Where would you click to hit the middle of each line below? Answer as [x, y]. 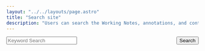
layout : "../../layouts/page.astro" [53, 12]
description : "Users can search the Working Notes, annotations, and [97, 23]
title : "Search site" [34, 17]
